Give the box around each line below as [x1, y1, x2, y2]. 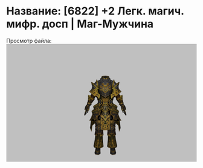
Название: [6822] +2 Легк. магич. [6, 4, 184, 18]
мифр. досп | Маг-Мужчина [6, 17, 154, 31]
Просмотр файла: [6, 37, 52, 44]
